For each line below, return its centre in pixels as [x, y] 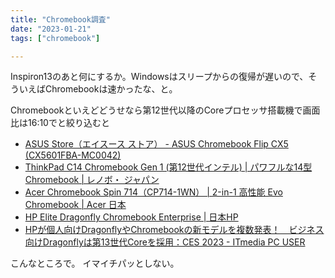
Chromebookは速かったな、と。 [111, 89]
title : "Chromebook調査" [60, 19]
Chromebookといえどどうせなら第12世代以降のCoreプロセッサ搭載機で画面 [165, 110]
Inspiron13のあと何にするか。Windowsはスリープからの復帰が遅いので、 [159, 77]
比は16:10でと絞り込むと [60, 123]
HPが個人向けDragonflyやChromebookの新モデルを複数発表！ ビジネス [174, 230]
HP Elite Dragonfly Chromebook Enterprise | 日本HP [131, 217]
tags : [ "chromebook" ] [55, 38]
